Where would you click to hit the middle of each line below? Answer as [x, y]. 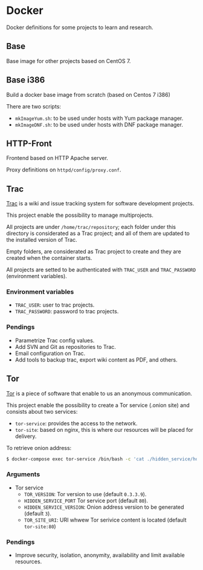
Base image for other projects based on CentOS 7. [69, 61]
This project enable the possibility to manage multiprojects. [80, 215]
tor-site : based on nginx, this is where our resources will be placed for [104, 429]
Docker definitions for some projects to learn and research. [80, 27]
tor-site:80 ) [40, 526]
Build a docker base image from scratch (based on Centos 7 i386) [88, 94]
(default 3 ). [37, 513]
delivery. [26, 436]
